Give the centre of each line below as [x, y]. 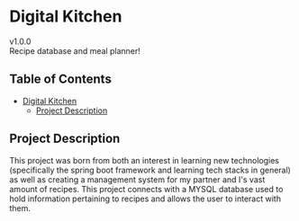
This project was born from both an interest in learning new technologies [144, 160]
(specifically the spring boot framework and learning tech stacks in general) [150, 170]
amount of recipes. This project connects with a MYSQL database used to [146, 189]
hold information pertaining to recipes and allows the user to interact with [145, 199]
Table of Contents [61, 80]
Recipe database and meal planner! [75, 50]
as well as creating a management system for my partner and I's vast [137, 179]
